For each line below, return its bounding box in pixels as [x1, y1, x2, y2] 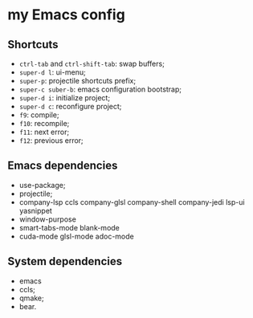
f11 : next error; [18, 127, 70, 137]
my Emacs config [7, 6, 125, 24]
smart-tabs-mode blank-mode [18, 222, 120, 232]
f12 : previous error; [18, 136, 84, 145]
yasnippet [18, 206, 53, 215]
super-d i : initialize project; [18, 93, 110, 102]
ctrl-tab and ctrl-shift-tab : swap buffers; [18, 59, 165, 68]
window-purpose [18, 214, 77, 224]
